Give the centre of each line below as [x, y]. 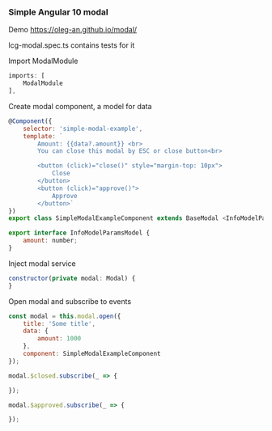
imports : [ [27, 76]
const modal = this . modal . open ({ [65, 316]
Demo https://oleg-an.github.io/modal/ [73, 30]
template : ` [43, 136]
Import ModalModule [43, 61]
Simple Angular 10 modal [58, 12]
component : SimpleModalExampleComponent [92, 354]
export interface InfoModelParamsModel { [79, 233]
